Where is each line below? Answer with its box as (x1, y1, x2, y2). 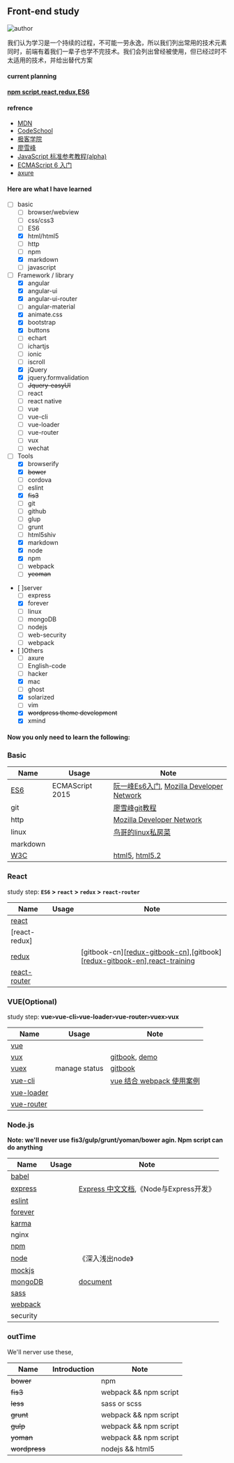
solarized (27, 693, 54, 702)
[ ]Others (17, 646, 44, 654)
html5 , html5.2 (113, 851, 162, 860)
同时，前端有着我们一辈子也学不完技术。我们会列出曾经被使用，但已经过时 (7, 47, 221, 55)
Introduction (52, 1364, 95, 1374)
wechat (27, 444, 49, 452)
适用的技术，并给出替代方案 (13, 56, 93, 64)
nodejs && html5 (100, 1443, 155, 1453)
